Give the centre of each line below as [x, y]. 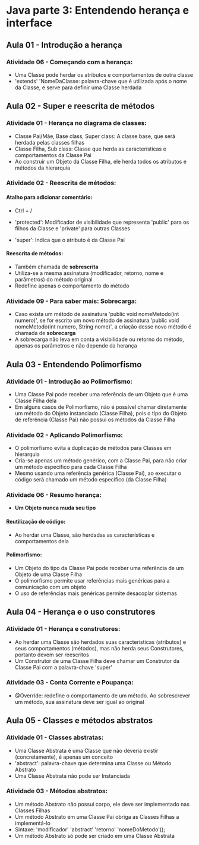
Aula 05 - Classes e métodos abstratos [80, 721]
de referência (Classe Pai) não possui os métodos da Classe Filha [95, 420]
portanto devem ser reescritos [52, 655]
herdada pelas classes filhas [50, 142]
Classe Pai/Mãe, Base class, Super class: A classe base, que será [95, 136]
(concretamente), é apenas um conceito [64, 757]
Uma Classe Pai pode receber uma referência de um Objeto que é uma [101, 394]
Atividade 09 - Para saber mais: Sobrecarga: [72, 301]
